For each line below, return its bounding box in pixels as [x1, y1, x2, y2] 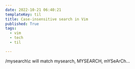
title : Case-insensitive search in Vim [5, 16, 88, 21]
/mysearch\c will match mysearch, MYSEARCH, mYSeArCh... [5, 58, 130, 64]
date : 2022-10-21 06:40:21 [5, 7, 61, 12]
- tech [9, 35, 23, 40]
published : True [5, 21, 39, 26]
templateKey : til [5, 12, 41, 17]
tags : [5, 26, 16, 31]
